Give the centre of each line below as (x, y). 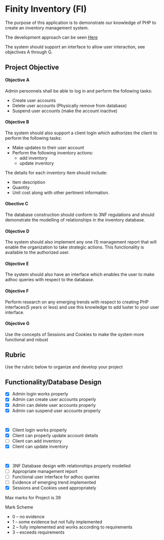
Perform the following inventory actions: (53, 152)
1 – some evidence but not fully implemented (57, 522)
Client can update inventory (40, 446)
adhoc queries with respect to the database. (50, 280)
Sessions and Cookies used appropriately (54, 488)
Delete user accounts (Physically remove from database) (70, 105)
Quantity (21, 187)
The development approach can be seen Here (51, 37)
